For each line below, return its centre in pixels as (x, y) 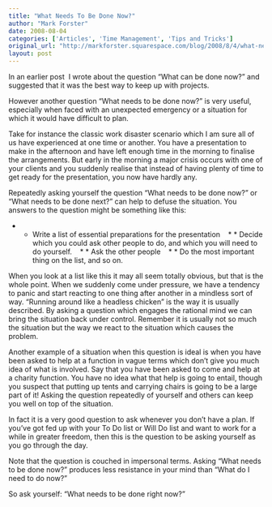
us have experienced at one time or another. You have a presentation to (127, 142)
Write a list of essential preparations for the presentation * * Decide (147, 234)
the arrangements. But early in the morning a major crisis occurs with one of (136, 160)
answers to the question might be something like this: (98, 210)
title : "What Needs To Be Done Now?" (72, 16)
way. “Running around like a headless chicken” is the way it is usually (124, 302)
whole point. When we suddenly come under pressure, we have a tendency (134, 284)
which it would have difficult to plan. (69, 118)
